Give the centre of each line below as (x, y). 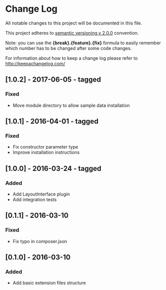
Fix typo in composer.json (40, 241)
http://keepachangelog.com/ (35, 63)
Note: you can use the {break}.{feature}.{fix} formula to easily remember (83, 43)
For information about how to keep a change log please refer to (72, 58)
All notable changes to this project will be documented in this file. (74, 23)
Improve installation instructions (46, 152)
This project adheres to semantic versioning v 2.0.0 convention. (72, 33)
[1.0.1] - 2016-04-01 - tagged (52, 121)
